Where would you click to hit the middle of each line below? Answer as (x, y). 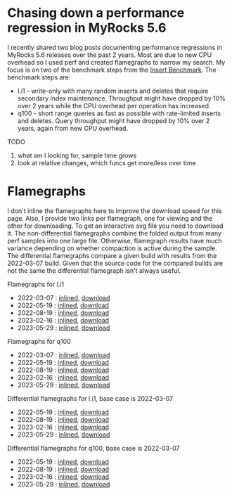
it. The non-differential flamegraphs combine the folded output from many (114, 233)
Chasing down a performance (96, 13)
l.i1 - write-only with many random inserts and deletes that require (113, 91)
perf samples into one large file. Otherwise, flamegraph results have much (115, 240)
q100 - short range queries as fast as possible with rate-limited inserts (119, 113)
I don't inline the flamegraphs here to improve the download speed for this (115, 211)
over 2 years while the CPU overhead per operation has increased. (114, 105)
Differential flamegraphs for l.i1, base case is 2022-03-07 (90, 398)
